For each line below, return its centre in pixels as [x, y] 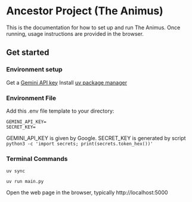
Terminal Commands [37, 159]
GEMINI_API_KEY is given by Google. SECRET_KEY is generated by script [96, 138]
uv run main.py [25, 182]
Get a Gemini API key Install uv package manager [66, 82]
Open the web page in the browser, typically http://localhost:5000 [87, 192]
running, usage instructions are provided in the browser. [75, 33]
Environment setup [34, 70]
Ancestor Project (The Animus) [85, 11]
